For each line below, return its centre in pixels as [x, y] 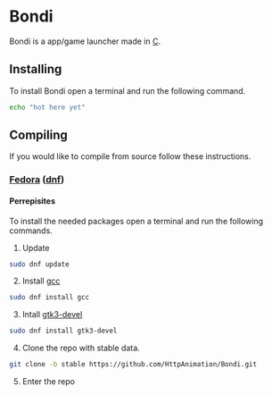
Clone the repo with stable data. [81, 348]
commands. [31, 231]
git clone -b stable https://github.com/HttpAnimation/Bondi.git [133, 365]
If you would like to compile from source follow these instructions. [130, 156]
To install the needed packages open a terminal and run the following [136, 221]
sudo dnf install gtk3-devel [63, 331]
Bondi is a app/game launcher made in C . [85, 41]
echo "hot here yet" [48, 107]
